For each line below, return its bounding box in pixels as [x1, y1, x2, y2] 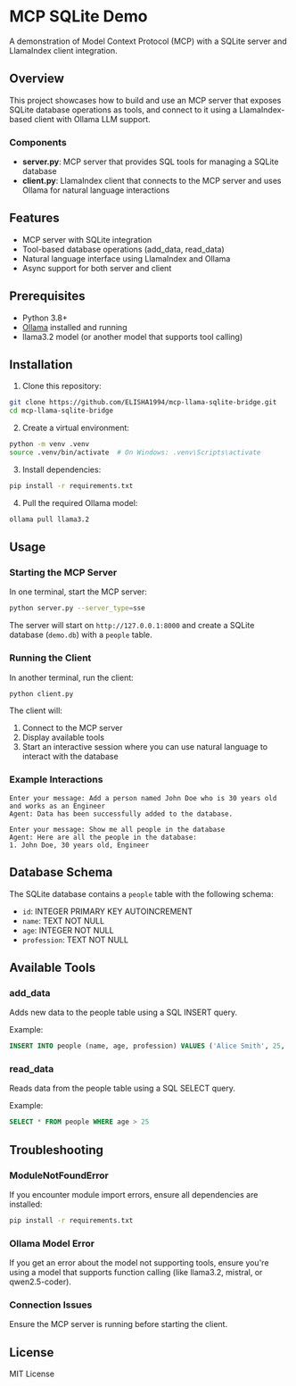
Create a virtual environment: [21, 422, 129, 434]
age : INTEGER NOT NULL [21, 925, 114, 935]
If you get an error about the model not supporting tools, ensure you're [9, 1257, 269, 1268]
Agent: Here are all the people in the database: [9, 833, 198, 842]
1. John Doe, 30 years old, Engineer [9, 841, 150, 850]
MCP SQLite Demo [9, 6, 148, 27]
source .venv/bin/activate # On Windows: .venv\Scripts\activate [9, 448, 261, 457]
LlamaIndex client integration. [9, 45, 118, 55]
